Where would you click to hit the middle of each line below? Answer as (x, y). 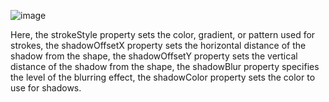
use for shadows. (46, 88)
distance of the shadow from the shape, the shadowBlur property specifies (165, 66)
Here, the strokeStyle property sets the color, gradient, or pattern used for (163, 34)
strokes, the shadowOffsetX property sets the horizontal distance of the (158, 45)
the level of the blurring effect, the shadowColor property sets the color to (163, 77)
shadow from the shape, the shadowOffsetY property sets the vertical (154, 56)
